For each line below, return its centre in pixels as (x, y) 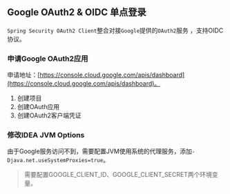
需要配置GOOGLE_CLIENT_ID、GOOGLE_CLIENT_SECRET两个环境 (118, 175)
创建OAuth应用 (38, 107)
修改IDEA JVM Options (46, 135)
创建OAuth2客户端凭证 (49, 115)
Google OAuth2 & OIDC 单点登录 (77, 12)
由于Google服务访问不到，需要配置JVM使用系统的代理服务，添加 (99, 151)
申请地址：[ (23, 75)
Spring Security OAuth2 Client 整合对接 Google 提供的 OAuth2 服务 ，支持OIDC (115, 30)
